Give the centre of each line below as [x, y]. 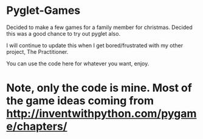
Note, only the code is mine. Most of [99, 88]
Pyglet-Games [43, 11]
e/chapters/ [37, 127]
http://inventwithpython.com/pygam [101, 114]
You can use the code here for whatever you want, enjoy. [78, 63]
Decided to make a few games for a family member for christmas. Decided [99, 27]
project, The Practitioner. [37, 51]
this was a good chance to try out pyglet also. [63, 33]
